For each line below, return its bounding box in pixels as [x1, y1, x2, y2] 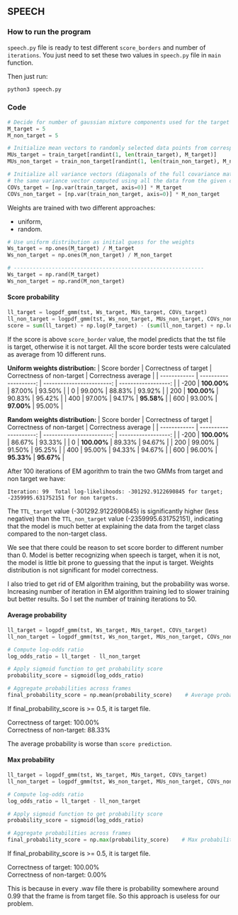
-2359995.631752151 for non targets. [7, 494, 119, 502]
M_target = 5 [7, 125, 46, 132]
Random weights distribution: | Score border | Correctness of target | [7, 415, 212, 423]
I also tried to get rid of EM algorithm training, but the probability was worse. [7, 579, 230, 588]
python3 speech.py [7, 85, 62, 93]
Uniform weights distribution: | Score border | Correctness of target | [7, 364, 212, 372]
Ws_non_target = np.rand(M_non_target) [7, 277, 125, 285]
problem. [7, 899, 34, 908]
